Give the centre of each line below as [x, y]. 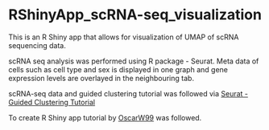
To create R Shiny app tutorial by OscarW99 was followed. [105, 117]
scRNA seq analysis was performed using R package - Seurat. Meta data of [134, 61]
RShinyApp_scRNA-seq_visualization [135, 15]
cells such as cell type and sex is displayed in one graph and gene [118, 69]
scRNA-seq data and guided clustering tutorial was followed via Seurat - [128, 93]
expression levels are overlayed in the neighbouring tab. [101, 78]
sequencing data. [37, 45]
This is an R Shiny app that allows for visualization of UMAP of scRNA [124, 37]
